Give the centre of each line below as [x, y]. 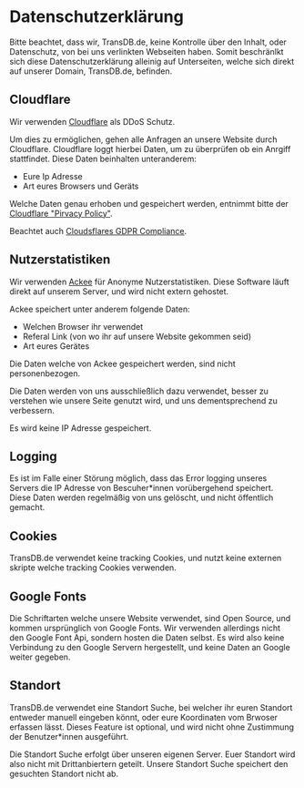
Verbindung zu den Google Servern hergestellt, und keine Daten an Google [150, 647]
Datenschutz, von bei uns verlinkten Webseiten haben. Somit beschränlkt [147, 51]
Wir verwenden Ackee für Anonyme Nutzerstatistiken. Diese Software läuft [149, 281]
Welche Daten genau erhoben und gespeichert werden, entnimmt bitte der [149, 203]
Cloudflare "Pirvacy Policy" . [61, 213]
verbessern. [32, 410]
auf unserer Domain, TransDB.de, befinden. [91, 71]
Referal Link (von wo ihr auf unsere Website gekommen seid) [137, 336]
